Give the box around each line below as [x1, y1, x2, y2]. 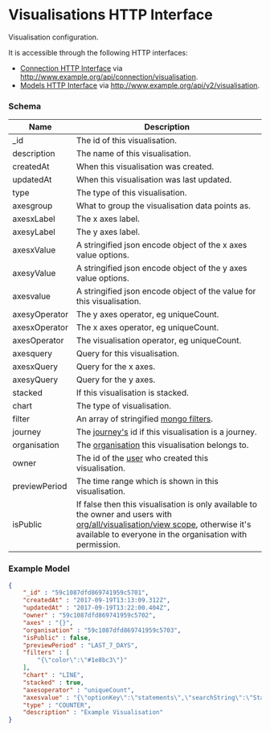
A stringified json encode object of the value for [76, 285, 256, 297]
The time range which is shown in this [76, 476, 219, 487]
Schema [8, 101, 42, 112]
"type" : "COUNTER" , [22, 701, 92, 709]
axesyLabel [12, 227, 56, 238]
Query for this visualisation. [76, 348, 179, 359]
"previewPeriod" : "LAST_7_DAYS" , [22, 641, 138, 649]
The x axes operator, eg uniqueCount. [76, 322, 219, 333]
